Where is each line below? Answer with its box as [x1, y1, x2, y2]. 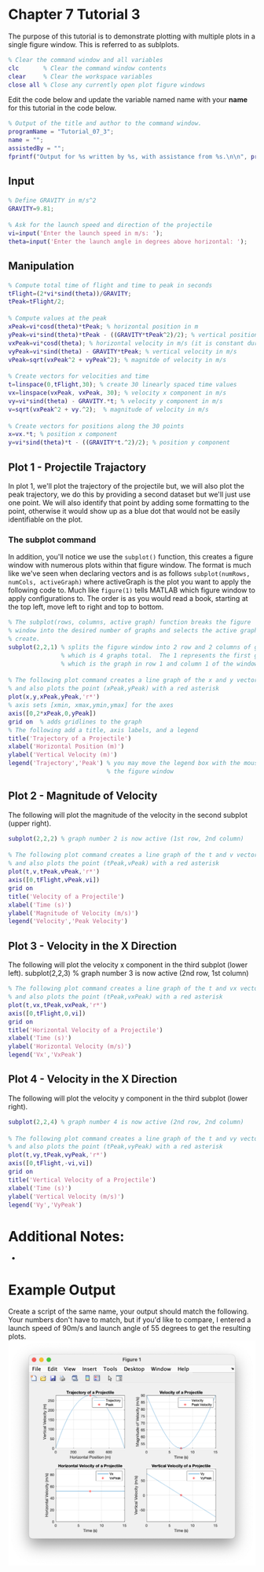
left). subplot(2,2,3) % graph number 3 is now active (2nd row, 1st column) [8, 969, 249, 978]
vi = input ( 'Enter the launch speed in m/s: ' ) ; [8, 229, 163, 237]
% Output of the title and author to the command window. [8, 119, 202, 127]
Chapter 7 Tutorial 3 [8, 5, 141, 24]
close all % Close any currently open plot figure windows [8, 81, 206, 89]
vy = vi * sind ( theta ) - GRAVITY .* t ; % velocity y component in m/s [8, 397, 223, 405]
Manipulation [8, 259, 75, 273]
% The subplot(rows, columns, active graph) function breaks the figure [8, 618, 251, 626]
